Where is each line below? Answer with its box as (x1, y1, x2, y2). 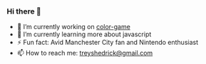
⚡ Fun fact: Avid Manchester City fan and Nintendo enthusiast (16, 38, 199, 47)
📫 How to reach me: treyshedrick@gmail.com (16, 49, 153, 58)
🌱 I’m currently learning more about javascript (16, 30, 152, 38)
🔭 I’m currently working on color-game (16, 23, 131, 31)
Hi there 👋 (6, 6, 42, 16)
